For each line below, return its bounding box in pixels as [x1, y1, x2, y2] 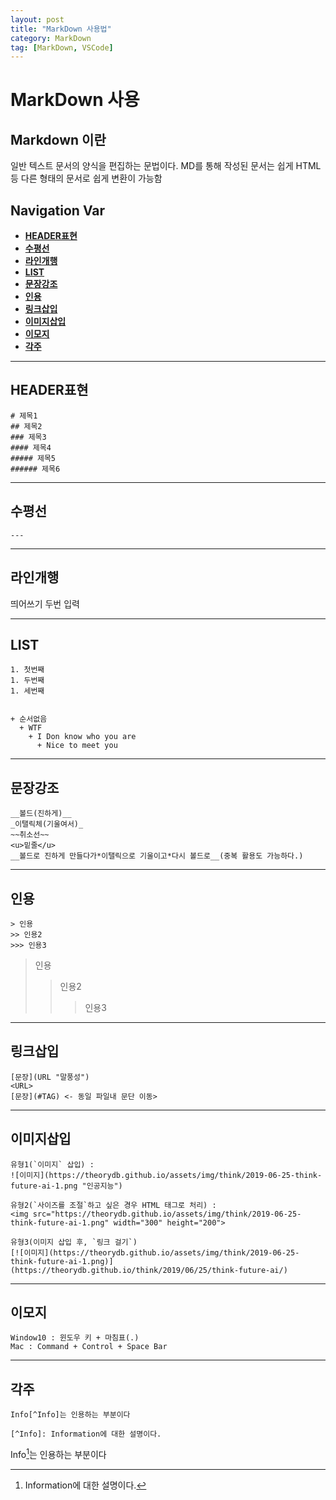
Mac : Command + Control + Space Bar [10, 1342, 168, 1352]
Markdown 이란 [10, 131, 107, 148]
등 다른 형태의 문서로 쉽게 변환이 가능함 [10, 172, 163, 185]
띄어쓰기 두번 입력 [10, 597, 80, 610]
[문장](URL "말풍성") [10, 1072, 90, 1082]
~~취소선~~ [10, 830, 50, 840]
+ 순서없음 [10, 714, 48, 725]
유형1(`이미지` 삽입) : [10, 1159, 95, 1170]
